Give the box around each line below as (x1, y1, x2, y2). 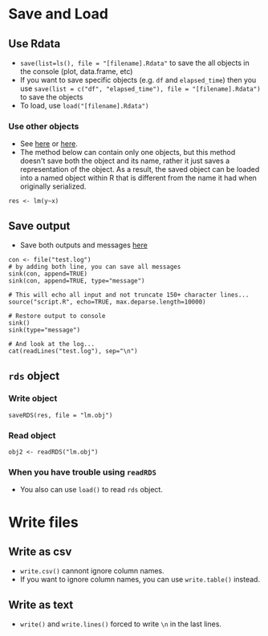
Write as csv (8, 544, 72, 558)
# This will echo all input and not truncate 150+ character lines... (8, 291, 250, 300)
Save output (8, 218, 71, 233)
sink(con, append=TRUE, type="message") (8, 277, 146, 285)
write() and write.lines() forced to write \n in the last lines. (19, 619, 222, 629)
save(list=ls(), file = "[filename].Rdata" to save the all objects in (19, 58, 250, 67)
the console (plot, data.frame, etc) (19, 67, 133, 76)
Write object (8, 393, 58, 404)
